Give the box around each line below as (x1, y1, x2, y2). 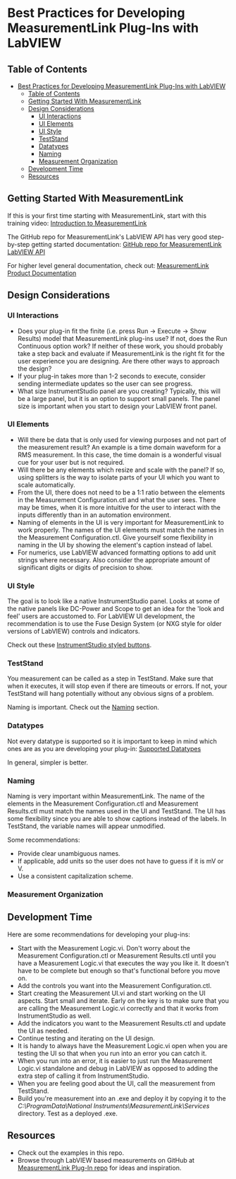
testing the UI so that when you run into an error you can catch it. (17, 1049, 207, 1057)
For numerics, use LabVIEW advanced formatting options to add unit (17, 548, 216, 557)
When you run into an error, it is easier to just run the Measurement (17, 1056, 213, 1065)
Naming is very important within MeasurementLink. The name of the (7, 791, 205, 800)
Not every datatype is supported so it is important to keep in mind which (7, 737, 217, 745)
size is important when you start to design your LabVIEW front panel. (17, 402, 218, 410)
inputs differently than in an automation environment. (17, 511, 171, 519)
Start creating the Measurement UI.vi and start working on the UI (17, 989, 206, 997)
